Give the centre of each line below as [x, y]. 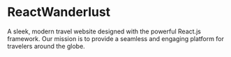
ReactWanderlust [59, 12]
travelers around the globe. [46, 46]
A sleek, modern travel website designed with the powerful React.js [104, 31]
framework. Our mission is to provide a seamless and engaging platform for [116, 38]
